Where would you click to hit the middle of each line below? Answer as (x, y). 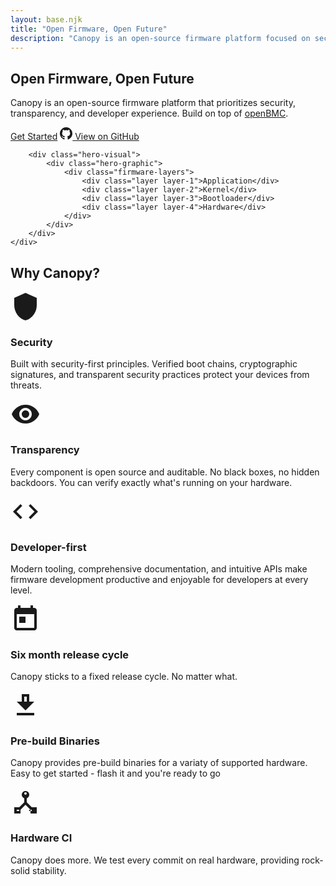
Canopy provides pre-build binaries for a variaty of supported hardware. (159, 763)
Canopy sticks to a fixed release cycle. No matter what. (124, 677)
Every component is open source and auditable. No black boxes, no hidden (165, 472)
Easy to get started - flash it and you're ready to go (115, 773)
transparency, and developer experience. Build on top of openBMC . (149, 113)
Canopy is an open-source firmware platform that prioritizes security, (153, 103)
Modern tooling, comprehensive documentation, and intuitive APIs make (159, 568)
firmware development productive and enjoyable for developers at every (159, 579)
